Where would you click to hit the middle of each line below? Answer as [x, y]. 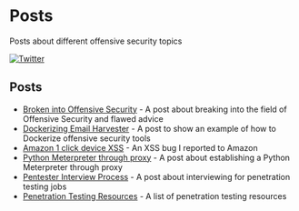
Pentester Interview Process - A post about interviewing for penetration [156, 176]
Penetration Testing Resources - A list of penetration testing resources [154, 196]
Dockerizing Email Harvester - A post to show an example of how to [149, 128]
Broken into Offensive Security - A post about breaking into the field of [155, 109]
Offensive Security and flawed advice [93, 118]
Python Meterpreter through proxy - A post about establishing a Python [156, 157]
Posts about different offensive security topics [96, 41]
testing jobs [45, 186]
